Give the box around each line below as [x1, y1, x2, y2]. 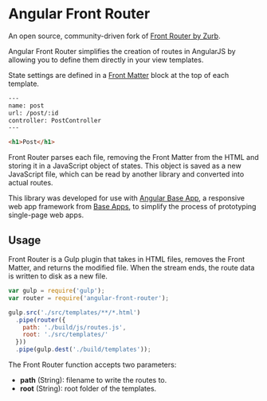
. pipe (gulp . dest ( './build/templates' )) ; [15, 345, 151, 354]
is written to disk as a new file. [8, 271, 108, 281]
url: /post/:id [8, 109, 59, 117]
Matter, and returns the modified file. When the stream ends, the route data [8, 263, 255, 272]
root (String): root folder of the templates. [19, 383, 157, 393]
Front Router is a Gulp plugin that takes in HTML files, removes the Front [8, 255, 245, 263]
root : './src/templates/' [22, 331, 109, 339]
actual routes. [8, 178, 53, 188]
